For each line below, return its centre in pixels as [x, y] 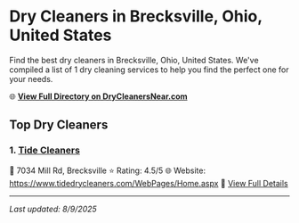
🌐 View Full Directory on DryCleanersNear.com [99, 96]
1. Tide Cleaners [44, 151]
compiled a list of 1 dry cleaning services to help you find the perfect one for [149, 70]
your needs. [31, 78]
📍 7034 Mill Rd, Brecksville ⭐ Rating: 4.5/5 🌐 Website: [108, 170]
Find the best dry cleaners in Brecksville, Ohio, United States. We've [134, 60]
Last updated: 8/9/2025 [53, 209]
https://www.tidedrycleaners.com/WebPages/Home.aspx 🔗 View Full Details [149, 183]
